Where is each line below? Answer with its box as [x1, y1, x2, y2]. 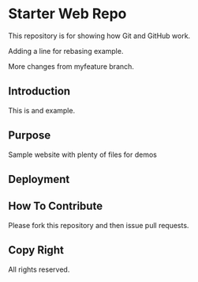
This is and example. [8, 105, 76, 115]
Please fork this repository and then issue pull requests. [8, 220, 189, 230]
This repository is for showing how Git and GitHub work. [8, 31, 191, 40]
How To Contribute [8, 200, 103, 213]
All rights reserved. [8, 265, 70, 274]
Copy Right [8, 243, 65, 257]
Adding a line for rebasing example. [8, 46, 124, 55]
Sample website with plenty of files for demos [8, 150, 158, 159]
